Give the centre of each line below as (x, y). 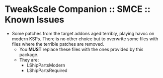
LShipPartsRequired (47, 70)
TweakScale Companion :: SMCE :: (78, 9)
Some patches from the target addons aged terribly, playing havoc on (83, 33)
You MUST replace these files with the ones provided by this (81, 49)
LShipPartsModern (46, 65)
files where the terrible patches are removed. (58, 44)
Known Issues (35, 20)
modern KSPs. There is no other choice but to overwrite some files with (85, 39)
